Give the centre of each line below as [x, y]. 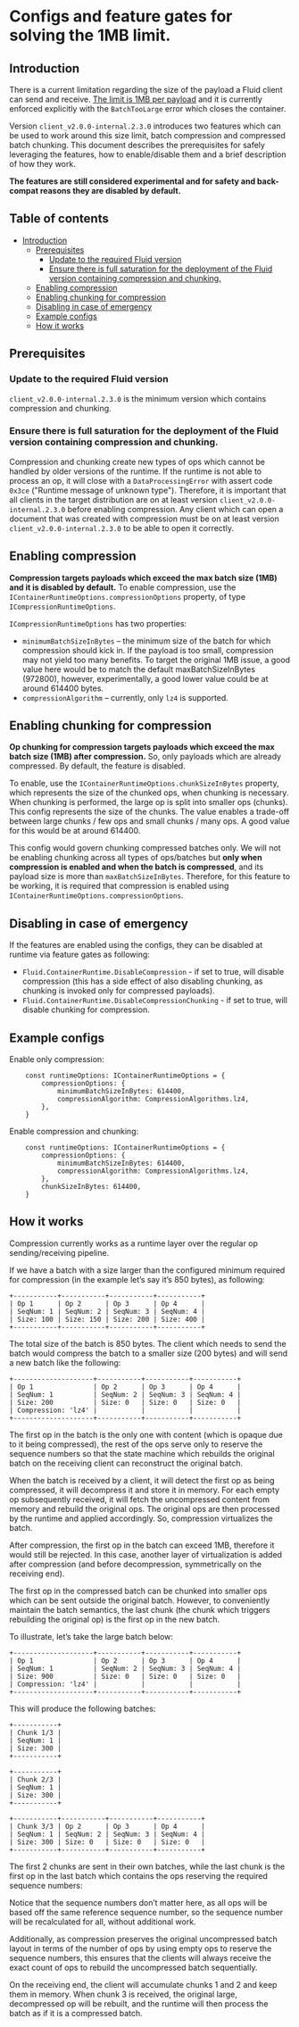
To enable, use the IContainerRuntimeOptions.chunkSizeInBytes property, [144, 784]
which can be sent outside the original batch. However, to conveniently [140, 1600]
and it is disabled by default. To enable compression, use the [123, 587]
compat [24, 191]
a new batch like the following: [65, 1362]
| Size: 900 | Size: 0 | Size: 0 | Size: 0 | [125, 1676]
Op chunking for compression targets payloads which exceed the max [142, 747]
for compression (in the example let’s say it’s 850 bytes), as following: [137, 1279]
